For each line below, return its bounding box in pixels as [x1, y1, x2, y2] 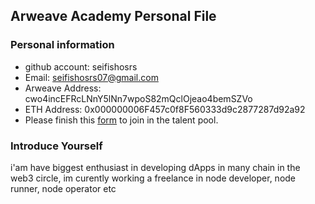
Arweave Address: [24, 82, 102, 94]
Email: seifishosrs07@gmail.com [24, 71, 159, 83]
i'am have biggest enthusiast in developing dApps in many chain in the [10, 161, 301, 173]
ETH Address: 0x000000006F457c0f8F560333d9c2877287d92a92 [24, 103, 306, 115]
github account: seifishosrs [24, 60, 138, 73]
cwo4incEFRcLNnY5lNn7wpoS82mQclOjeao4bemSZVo [24, 92, 253, 104]
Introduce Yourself [10, 139, 103, 153]
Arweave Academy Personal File [10, 8, 217, 25]
